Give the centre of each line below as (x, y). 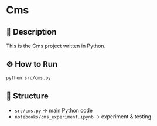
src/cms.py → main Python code (53, 110)
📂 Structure (27, 96)
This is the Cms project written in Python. (56, 46)
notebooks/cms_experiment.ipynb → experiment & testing (83, 116)
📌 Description (31, 32)
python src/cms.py (28, 78)
